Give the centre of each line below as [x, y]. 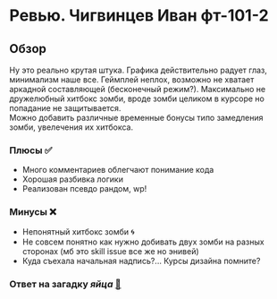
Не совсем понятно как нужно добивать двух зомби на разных [143, 242]
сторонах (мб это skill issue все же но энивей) [110, 251]
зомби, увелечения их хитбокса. [71, 127]
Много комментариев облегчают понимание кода [118, 170]
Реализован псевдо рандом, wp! [84, 189]
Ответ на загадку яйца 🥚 [66, 284]
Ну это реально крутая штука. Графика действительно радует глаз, [138, 70]
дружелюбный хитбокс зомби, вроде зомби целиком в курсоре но [137, 98]
